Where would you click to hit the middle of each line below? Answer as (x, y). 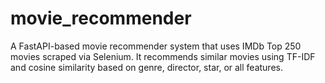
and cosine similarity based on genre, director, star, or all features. (146, 67)
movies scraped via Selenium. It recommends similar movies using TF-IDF (163, 56)
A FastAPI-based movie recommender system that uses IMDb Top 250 (156, 46)
